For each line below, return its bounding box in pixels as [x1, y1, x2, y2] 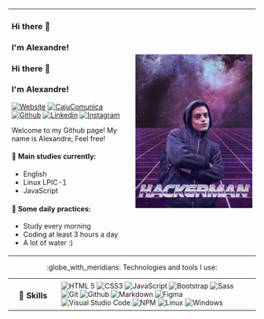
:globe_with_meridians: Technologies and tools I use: [46, 262, 218, 272]
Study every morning [23, 222, 92, 231]
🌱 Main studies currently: [11, 152, 97, 161]
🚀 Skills [18, 290, 48, 301]
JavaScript [23, 186, 59, 196]
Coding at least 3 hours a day [23, 229, 119, 240]
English [23, 170, 47, 179]
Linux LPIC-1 [23, 178, 68, 187]
